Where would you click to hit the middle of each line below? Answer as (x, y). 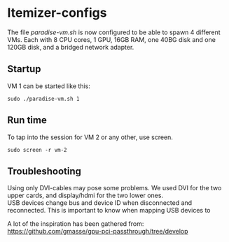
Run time (27, 120)
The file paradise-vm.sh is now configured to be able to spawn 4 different (114, 32)
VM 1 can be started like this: (49, 86)
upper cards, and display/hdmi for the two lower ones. (85, 195)
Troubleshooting (44, 171)
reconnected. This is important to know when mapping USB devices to (109, 211)
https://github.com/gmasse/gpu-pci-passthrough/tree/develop (98, 232)
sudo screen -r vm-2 (37, 150)
